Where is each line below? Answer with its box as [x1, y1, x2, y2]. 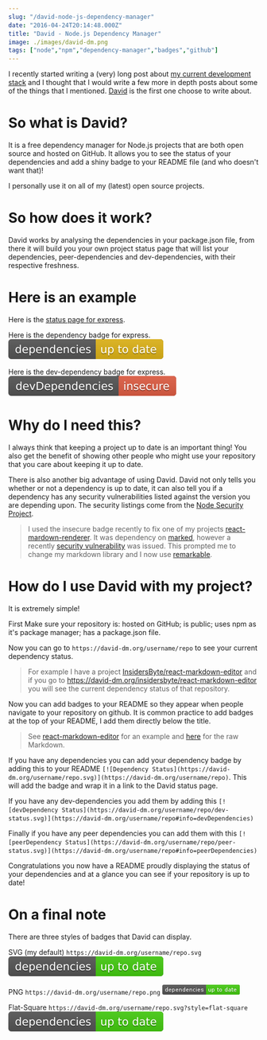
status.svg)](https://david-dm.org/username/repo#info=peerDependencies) [8, 847, 258, 855]
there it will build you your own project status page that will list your [8, 243, 229, 253]
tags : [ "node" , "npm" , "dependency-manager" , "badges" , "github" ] [8, 46, 219, 55]
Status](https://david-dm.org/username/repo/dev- [61, 806, 229, 814]
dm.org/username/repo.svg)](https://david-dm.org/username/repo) [8, 773, 229, 781]
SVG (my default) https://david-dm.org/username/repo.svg [8, 947, 202, 956]
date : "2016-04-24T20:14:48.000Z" [8, 21, 123, 29]
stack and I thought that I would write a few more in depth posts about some [8, 78, 258, 88]
